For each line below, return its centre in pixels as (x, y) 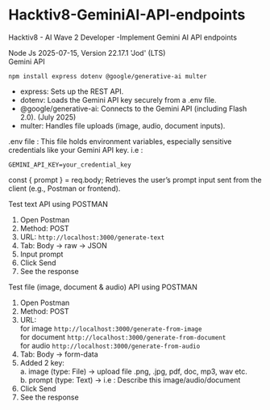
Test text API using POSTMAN (58, 204)
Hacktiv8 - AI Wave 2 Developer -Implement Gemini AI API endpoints (123, 37)
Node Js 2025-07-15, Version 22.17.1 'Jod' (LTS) (87, 53)
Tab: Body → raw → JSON (63, 245)
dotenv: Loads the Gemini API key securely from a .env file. (118, 99)
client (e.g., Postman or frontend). (64, 188)
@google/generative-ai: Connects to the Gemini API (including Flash (133, 108)
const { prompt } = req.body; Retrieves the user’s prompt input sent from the (135, 180)
